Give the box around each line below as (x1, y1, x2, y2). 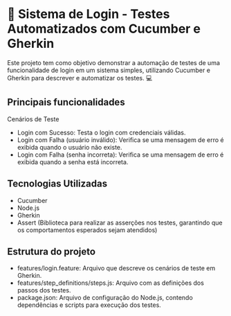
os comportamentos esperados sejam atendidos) (17, 225, 158, 234)
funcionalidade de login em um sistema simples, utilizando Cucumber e (7, 66, 211, 74)
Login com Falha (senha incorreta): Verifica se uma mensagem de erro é (17, 150, 224, 159)
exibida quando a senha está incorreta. (17, 157, 129, 166)
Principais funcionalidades (7, 96, 126, 108)
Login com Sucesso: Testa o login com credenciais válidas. (17, 128, 186, 137)
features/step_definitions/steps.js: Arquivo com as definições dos (17, 279, 204, 287)
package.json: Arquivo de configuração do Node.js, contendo (17, 294, 194, 302)
